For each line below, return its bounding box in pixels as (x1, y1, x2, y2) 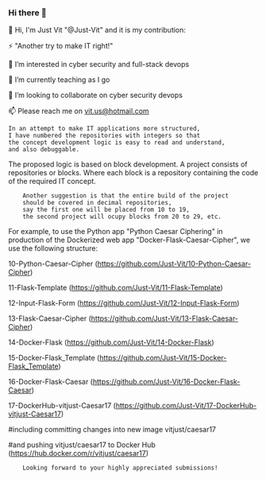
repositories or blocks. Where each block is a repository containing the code (8, 168, 259, 178)
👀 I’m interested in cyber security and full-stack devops (8, 60, 190, 69)
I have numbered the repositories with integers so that (8, 131, 201, 140)
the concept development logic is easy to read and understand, (8, 139, 226, 146)
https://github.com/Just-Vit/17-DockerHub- (115, 401, 257, 411)
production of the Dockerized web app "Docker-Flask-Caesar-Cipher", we (8, 235, 251, 245)
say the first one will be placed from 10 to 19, (22, 206, 191, 214)
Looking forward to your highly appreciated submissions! (22, 464, 218, 472)
